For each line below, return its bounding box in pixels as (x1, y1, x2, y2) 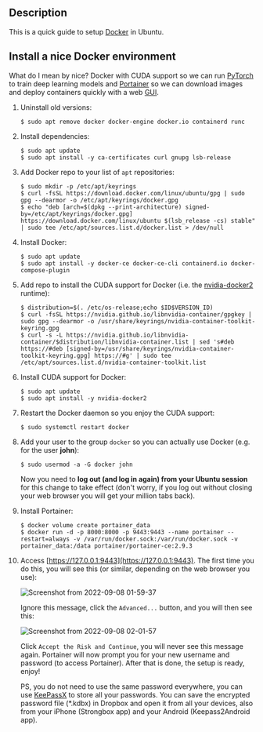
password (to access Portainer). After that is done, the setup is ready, (20, 658, 245, 668)
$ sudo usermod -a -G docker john (20, 461, 133, 468)
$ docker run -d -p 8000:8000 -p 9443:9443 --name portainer (20, 528, 225, 536)
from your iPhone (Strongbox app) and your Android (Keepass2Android (20, 706, 250, 716)
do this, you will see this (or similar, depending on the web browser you (20, 564, 250, 574)
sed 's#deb (199, 337, 235, 346)
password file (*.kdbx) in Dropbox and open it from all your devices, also (20, 698, 254, 708)
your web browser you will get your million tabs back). (20, 490, 195, 501)
